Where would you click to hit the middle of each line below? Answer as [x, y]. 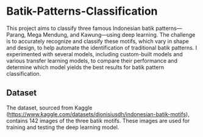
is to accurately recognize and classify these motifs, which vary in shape [98, 41]
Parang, [16, 34]
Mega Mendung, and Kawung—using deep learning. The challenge [111, 34]
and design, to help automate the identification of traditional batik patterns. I [102, 48]
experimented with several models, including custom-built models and [94, 54]
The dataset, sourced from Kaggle [49, 108]
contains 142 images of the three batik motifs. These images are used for [98, 120]
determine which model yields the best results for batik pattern [85, 67]
